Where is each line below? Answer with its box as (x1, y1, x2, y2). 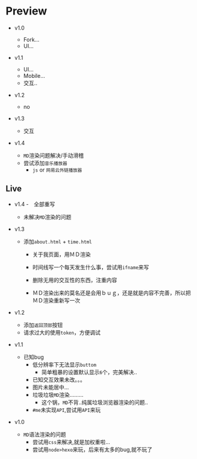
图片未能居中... (32, 384, 69, 391)
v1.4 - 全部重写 (14, 201, 55, 208)
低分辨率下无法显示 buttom (32, 361, 97, 368)
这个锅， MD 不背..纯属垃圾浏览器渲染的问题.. (41, 399, 148, 406)
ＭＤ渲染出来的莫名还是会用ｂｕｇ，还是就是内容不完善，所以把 (32, 289, 191, 297)
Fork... (23, 36, 40, 43)
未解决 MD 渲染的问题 (23, 213, 72, 220)
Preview (5, 4, 48, 18)
